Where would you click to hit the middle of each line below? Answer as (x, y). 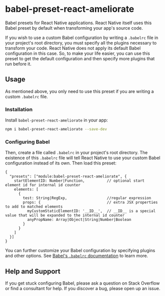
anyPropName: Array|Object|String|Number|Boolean (79, 220)
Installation (19, 109)
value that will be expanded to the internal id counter (65, 215)
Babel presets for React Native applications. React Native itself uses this (79, 23)
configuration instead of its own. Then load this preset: (61, 163)
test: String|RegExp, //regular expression (87, 198)
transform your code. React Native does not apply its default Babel (73, 48)
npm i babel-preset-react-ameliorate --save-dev (56, 129)
